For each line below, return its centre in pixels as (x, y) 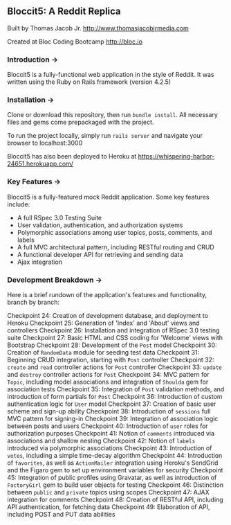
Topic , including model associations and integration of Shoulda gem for (108, 382)
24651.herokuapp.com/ (40, 164)
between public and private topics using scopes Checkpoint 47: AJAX (108, 492)
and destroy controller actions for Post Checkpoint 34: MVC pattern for (108, 374)
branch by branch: (34, 302)
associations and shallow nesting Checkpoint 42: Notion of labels (101, 441)
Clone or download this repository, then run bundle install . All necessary (112, 115)
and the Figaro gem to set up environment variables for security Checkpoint (115, 470)
